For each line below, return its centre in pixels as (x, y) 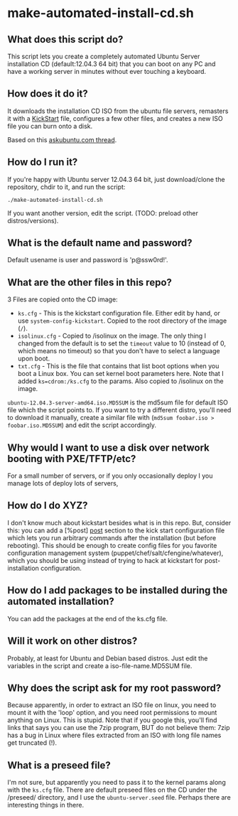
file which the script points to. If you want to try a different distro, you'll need (119, 410)
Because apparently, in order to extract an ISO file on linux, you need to (112, 705)
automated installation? (61, 602)
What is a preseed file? (59, 765)
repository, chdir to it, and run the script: (66, 187)
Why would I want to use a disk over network (108, 447)
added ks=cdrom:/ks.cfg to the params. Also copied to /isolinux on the (120, 381)
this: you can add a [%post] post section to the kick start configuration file (116, 530)
